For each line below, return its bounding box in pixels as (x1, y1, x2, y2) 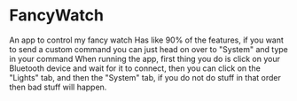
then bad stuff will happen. (9, 82, 107, 92)
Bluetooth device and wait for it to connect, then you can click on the (9, 63, 262, 74)
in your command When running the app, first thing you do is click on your (9, 53, 281, 64)
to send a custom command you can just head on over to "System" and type (9, 43, 288, 54)
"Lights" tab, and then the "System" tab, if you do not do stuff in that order (9, 72, 281, 82)
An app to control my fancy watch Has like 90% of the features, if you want (9, 35, 284, 45)
